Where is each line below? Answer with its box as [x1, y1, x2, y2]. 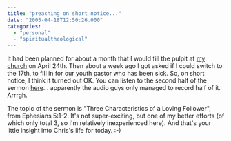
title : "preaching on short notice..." [7, 10, 122, 17]
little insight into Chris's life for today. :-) [7, 127, 121, 135]
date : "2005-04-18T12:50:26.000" [7, 17, 103, 23]
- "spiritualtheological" [13, 36, 88, 43]
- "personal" [13, 29, 51, 36]
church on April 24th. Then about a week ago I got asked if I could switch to [7, 62, 223, 70]
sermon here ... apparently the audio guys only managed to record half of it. [7, 84, 221, 92]
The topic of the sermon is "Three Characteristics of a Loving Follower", [7, 105, 212, 113]
